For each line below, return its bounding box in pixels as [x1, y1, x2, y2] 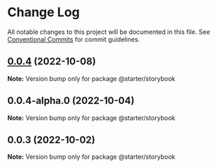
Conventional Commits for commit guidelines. [7, 35, 140, 43]
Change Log [7, 4, 80, 20]
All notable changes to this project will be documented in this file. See [7, 28, 211, 36]
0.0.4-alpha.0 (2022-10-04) [7, 95, 135, 107]
